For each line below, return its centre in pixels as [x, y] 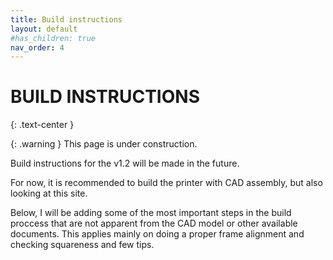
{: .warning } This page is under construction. [104, 144]
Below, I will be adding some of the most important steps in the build [151, 213]
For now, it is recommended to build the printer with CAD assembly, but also [166, 183]
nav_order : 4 [37, 47]
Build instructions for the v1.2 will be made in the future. [125, 163]
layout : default [44, 29]
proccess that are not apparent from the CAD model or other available [154, 223]
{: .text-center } [42, 125]
